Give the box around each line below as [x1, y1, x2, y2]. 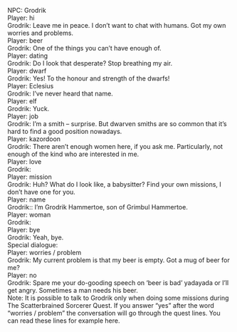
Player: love [7, 157, 42, 166]
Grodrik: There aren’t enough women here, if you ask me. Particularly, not [7, 142, 223, 150]
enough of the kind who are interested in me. [7, 150, 139, 158]
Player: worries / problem [7, 249, 82, 256]
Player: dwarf [7, 67, 47, 75]
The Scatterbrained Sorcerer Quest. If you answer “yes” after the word [7, 301, 215, 309]
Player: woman [7, 210, 51, 219]
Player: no [7, 271, 37, 279]
